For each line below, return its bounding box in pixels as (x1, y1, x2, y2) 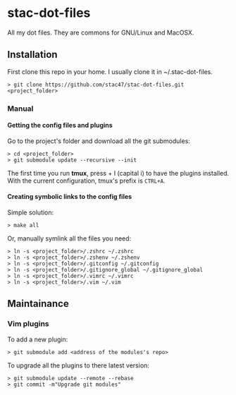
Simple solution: (7, 208, 54, 217)
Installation (7, 49, 58, 61)
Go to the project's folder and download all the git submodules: (7, 136, 190, 145)
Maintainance (7, 298, 69, 310)
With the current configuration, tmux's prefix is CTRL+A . (7, 176, 166, 185)
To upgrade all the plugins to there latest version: (7, 361, 150, 370)
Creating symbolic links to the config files (7, 193, 132, 201)
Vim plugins (7, 319, 49, 329)
